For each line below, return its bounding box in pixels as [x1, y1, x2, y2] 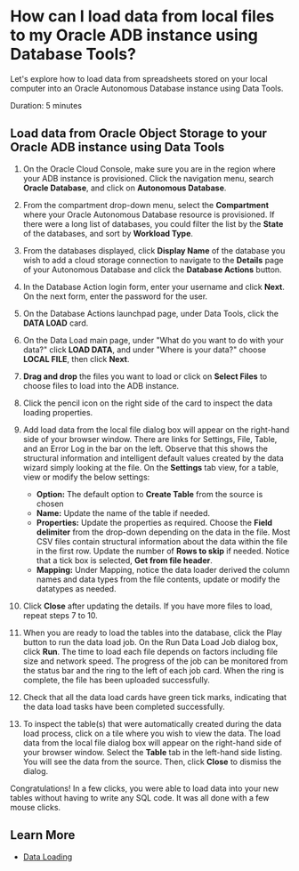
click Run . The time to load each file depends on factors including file [22, 646, 279, 657]
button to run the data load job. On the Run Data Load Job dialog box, [22, 636, 279, 647]
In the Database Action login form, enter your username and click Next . [22, 281, 286, 292]
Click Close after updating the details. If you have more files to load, [22, 601, 273, 611]
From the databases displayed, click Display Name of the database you [22, 245, 286, 255]
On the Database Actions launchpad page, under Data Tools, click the [22, 308, 279, 319]
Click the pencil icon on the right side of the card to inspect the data [22, 398, 273, 408]
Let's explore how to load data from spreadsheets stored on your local [10, 73, 268, 84]
